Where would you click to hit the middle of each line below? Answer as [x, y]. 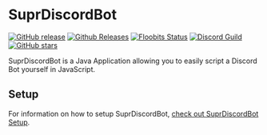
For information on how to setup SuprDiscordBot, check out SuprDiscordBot [133, 113]
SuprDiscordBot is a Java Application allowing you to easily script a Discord [133, 61]
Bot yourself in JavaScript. [52, 69]
